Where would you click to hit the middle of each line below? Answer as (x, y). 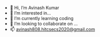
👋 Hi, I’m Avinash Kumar (34, 8)
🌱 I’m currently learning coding (42, 18)
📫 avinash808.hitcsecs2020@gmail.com (52, 29)
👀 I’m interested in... (30, 13)
